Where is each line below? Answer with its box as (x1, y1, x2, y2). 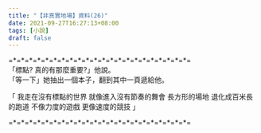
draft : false (8, 33, 52, 42)
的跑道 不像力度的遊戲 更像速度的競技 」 (8, 102, 140, 111)
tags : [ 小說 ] (8, 26, 49, 34)
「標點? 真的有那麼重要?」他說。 (8, 65, 115, 75)
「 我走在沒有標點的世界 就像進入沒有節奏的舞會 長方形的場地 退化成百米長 (8, 92, 253, 102)
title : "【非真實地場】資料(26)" (8, 11, 109, 20)
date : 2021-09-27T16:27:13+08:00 (8, 19, 119, 27)
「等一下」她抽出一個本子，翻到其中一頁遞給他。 (8, 75, 169, 84)
